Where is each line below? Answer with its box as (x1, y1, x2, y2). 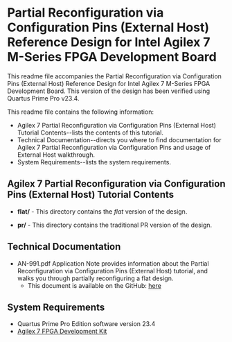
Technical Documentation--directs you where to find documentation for (17, 135, 222, 144)
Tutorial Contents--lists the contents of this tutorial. (17, 128, 164, 137)
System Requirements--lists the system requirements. (17, 157, 172, 166)
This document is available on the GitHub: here (27, 281, 161, 289)
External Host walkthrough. (17, 151, 96, 159)
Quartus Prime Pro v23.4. (7, 94, 80, 102)
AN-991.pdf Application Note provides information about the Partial (17, 259, 209, 268)
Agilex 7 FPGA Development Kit (17, 327, 107, 336)
